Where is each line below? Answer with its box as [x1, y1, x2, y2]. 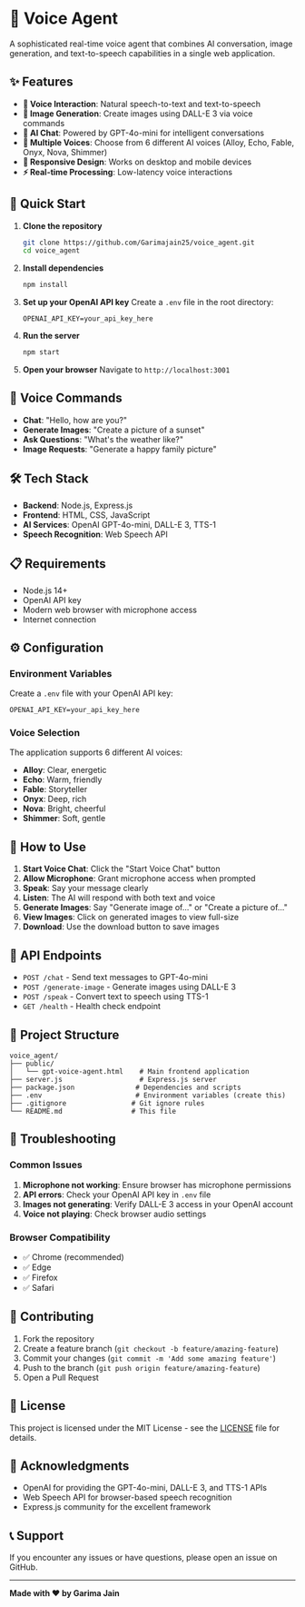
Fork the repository [22, 1333, 95, 1344]
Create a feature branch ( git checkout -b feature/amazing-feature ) [22, 1343, 280, 1354]
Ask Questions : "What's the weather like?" [22, 433, 184, 444]
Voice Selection [9, 727, 80, 739]
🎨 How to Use [9, 839, 86, 855]
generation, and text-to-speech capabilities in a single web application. [9, 47, 275, 58]
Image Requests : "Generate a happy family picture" [22, 443, 217, 454]
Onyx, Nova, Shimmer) [22, 146, 108, 157]
